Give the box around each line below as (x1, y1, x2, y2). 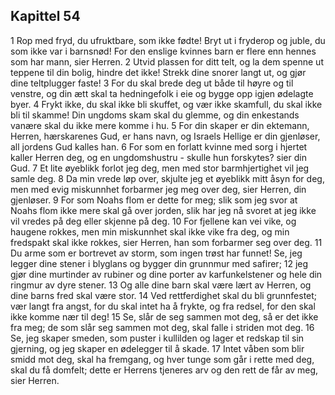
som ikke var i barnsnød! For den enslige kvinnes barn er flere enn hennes (10, 45, 317, 57)
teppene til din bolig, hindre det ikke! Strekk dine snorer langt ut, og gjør (10, 66, 307, 78)
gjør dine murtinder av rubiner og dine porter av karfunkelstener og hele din (10, 268, 323, 280)
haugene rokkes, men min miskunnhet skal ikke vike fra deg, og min (10, 225, 290, 238)
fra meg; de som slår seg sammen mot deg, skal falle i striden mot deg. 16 (10, 321, 315, 333)
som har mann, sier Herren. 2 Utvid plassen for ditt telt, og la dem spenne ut (10, 55, 324, 68)
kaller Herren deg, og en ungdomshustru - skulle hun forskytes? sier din (10, 151, 307, 163)
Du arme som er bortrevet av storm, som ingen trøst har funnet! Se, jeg (10, 247, 303, 259)
